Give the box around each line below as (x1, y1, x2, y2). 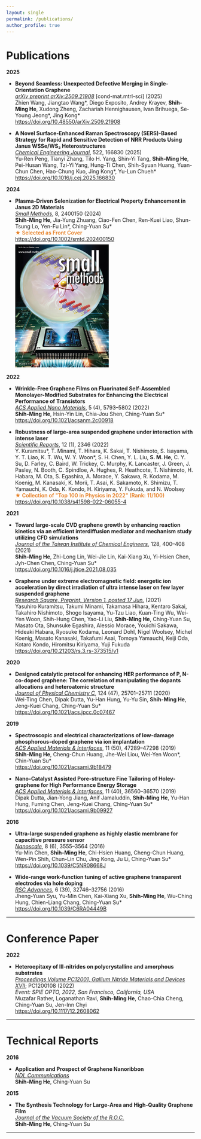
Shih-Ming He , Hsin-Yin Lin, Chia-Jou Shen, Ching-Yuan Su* (14, 410, 165, 418)
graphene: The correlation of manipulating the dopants (41, 677, 181, 684)
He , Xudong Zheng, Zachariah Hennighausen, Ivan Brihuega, (29, 105, 179, 113)
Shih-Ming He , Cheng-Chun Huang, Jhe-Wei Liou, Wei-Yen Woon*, (14, 751, 181, 758)
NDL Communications (14, 1072, 70, 1079)
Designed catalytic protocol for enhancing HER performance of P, (14, 670, 181, 678)
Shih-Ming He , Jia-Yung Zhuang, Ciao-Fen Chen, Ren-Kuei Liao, (14, 216, 175, 224)
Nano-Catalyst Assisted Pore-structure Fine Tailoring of (14, 775, 157, 783)
